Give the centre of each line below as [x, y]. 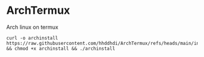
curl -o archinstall [32, 38]
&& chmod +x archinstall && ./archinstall [61, 49]
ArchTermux [38, 10]
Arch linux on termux [32, 27]
